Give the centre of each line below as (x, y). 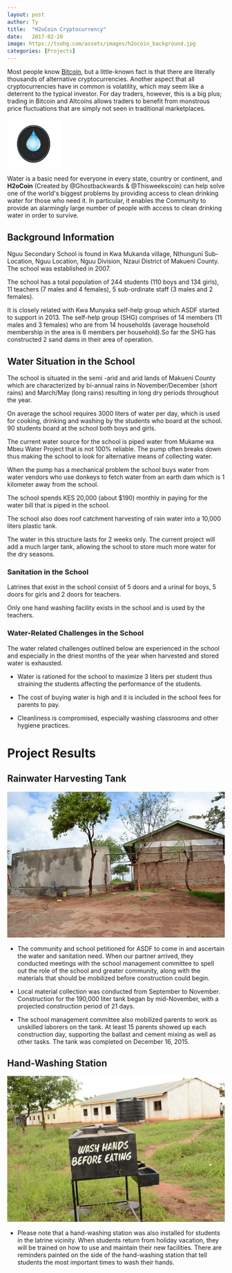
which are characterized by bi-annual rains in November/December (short (112, 385)
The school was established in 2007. (59, 269)
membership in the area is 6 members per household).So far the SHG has (112, 332)
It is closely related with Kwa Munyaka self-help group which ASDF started (113, 310)
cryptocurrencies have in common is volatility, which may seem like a (106, 86)
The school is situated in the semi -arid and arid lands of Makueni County (112, 378)
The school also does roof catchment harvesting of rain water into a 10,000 (114, 518)
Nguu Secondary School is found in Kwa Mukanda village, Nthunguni (105, 254)
